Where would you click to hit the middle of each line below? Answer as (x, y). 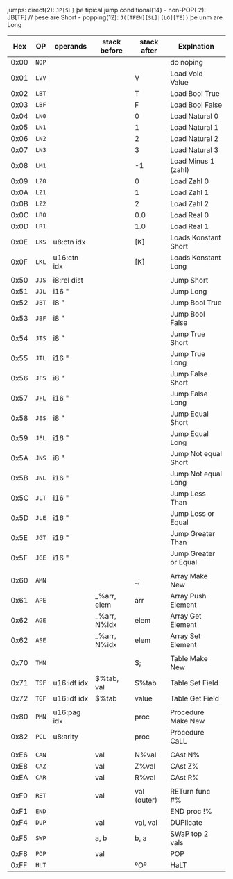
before (111, 50)
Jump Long (188, 291)
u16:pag (67, 712)
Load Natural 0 (194, 116)
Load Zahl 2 (189, 204)
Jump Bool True (196, 303)
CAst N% (185, 755)
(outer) (146, 800)
